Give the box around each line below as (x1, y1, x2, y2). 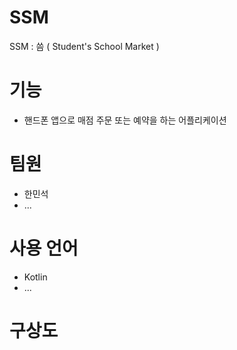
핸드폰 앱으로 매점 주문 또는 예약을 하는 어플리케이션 (23, 114, 227, 126)
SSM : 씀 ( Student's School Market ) (9, 40, 160, 52)
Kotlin (23, 271, 48, 283)
